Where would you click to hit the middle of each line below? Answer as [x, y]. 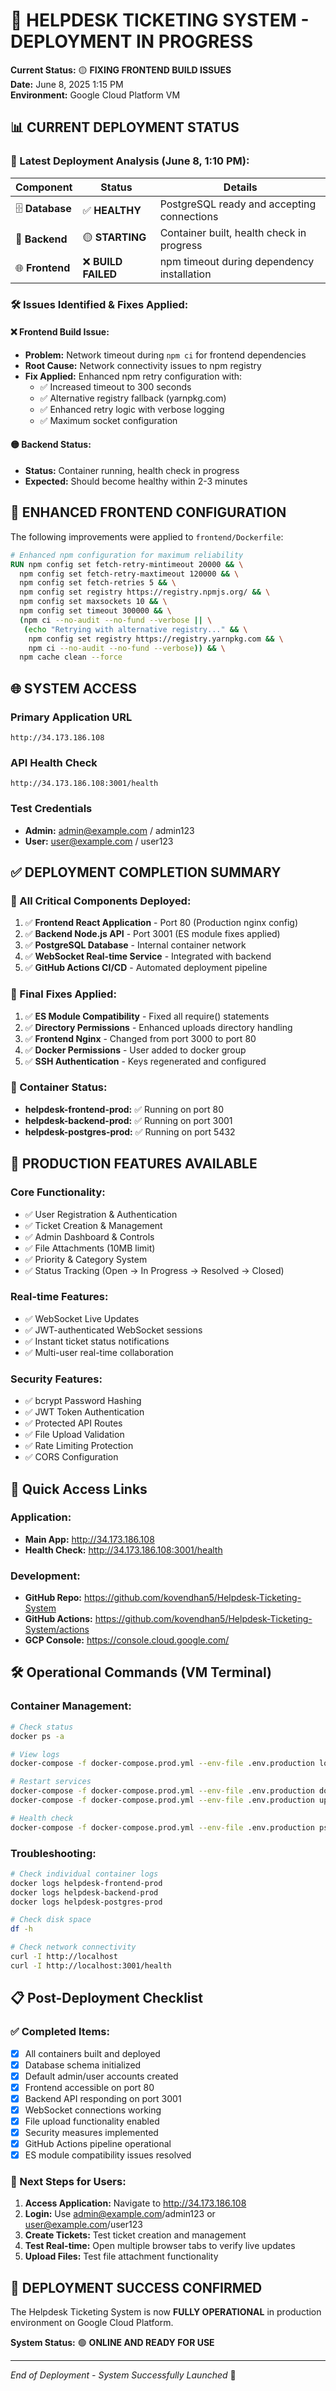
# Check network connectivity [73, 1947]
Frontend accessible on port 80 [89, 2087]
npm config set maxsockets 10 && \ [93, 602]
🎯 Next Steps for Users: [68, 2182]
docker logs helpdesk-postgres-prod [86, 1902]
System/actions [57, 1630]
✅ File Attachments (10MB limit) [90, 1248]
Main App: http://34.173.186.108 [89, 1539]
